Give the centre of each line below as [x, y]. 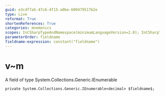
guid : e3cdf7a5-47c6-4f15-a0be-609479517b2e [51, 10]
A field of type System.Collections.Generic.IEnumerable [61, 80]
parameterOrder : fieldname [33, 37]
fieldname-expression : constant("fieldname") [52, 42]
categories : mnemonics [28, 28]
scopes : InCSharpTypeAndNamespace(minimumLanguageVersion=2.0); [72, 32]
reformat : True [21, 19]
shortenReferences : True [30, 23]
